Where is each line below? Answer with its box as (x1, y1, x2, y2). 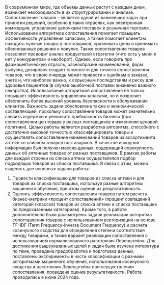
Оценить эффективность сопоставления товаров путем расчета (12, 191, 147, 197)
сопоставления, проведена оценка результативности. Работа (12, 269, 142, 275)
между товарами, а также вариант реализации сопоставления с (12, 233, 148, 238)
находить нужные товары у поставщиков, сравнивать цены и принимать (5, 41, 158, 46)
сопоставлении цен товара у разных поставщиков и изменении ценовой (5, 119, 158, 125)
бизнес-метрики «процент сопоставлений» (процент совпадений (12, 196, 151, 202)
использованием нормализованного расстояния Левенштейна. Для (12, 238, 156, 243)
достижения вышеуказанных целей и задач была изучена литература (12, 243, 160, 249)
